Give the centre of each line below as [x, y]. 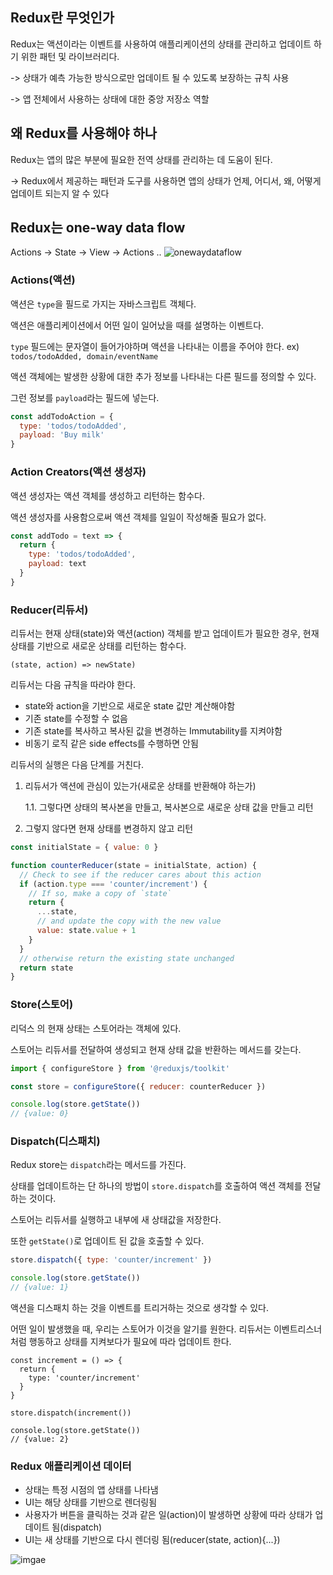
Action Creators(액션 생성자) [78, 472]
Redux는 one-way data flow [98, 228]
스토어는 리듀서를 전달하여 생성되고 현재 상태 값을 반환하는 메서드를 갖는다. [156, 1049]
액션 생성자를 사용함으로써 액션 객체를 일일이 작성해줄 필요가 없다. [138, 517]
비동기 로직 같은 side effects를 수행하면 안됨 [111, 744]
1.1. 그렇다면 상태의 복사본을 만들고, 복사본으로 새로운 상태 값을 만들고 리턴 [169, 807]
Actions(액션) [43, 280]
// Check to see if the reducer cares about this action [140, 874]
